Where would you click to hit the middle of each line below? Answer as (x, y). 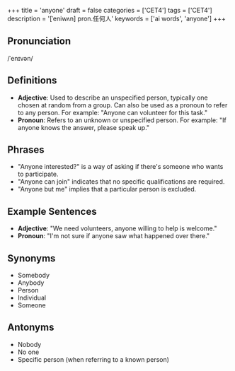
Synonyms (31, 258)
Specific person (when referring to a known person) (93, 359)
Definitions (32, 81)
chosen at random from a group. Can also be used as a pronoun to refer (122, 105)
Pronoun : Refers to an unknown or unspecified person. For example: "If (122, 120)
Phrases (26, 150)
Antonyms (31, 328)
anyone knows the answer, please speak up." (84, 127)
